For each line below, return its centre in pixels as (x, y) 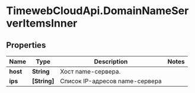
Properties (26, 45)
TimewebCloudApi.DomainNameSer (97, 11)
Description (111, 62)
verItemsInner (42, 23)
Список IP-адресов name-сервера (111, 81)
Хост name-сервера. (90, 72)
